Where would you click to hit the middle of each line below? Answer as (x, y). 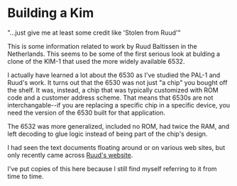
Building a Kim (51, 13)
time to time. (26, 176)
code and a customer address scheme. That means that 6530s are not (110, 98)
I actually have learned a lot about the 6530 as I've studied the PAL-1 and (114, 75)
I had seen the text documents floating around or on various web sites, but (116, 147)
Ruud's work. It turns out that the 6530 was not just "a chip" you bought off (117, 82)
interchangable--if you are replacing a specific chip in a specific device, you (119, 105)
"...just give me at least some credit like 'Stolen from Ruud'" (94, 33)
